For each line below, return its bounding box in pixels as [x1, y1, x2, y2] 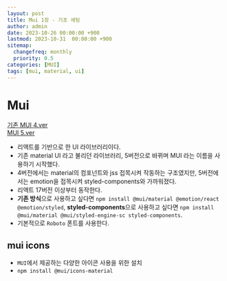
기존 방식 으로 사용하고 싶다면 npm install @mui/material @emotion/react [17, 194, 219, 203]
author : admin [7, 23, 48, 30]
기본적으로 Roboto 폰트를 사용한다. [17, 219, 110, 227]
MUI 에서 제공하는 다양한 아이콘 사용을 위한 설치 [17, 259, 142, 267]
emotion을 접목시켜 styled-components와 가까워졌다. [30, 177, 177, 186]
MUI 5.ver [7, 129, 35, 137]
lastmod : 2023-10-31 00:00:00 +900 [7, 36, 112, 43]
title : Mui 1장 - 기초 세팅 [7, 17, 80, 23]
